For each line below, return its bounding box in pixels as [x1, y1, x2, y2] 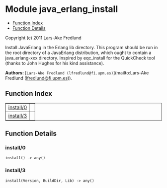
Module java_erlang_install [5, 3, 118, 15]
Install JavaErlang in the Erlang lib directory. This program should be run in [5, 44, 158, 50]
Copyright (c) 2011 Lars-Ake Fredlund [5, 35, 82, 41]
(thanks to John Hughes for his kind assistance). [5, 60, 104, 66]
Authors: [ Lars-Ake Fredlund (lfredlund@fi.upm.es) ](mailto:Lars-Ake [5, 69, 149, 75]
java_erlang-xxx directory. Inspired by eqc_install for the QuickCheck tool [5, 55, 155, 61]
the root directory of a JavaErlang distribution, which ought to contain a [5, 50, 152, 56]
